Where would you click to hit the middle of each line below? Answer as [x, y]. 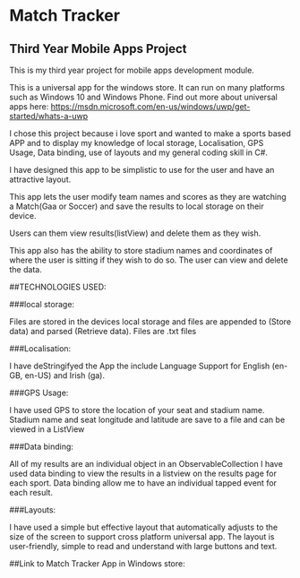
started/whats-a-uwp [49, 116]
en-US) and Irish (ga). [65, 375]
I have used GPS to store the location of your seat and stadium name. [137, 410]
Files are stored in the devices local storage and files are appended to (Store [150, 322]
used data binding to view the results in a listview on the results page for [143, 473]
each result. [31, 492]
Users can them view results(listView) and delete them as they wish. [135, 233]
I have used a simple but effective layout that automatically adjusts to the [144, 527]
